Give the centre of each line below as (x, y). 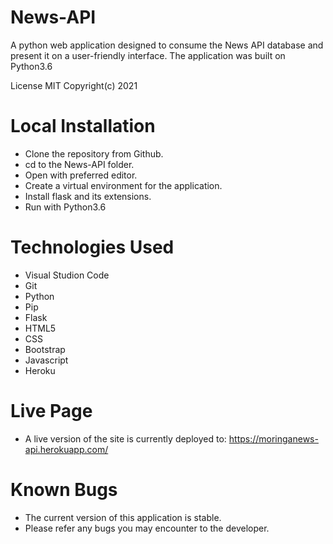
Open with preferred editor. (81, 175)
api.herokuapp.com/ (66, 449)
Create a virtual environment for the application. (123, 185)
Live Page (51, 411)
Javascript (46, 360)
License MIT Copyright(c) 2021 (74, 85)
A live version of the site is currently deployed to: (125, 438)
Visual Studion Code (67, 275)
